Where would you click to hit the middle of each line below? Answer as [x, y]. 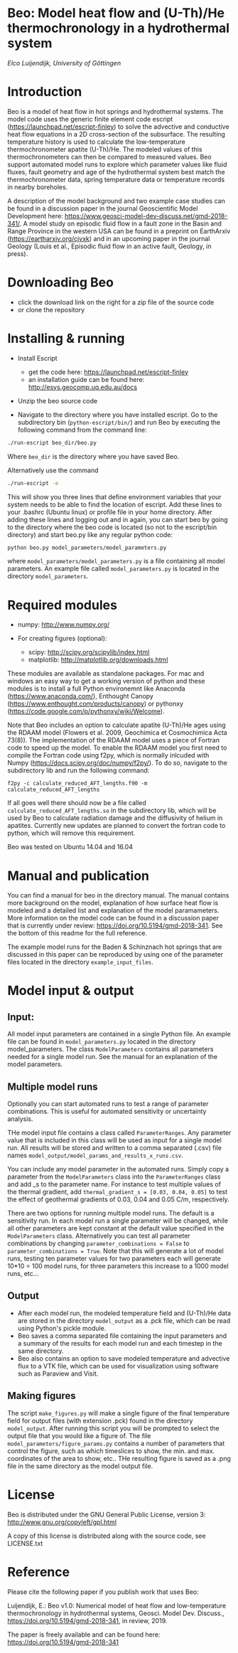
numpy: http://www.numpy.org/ [64, 624]
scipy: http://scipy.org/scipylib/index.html [89, 652]
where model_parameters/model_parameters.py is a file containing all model [116, 561]
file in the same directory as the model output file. [80, 1466]
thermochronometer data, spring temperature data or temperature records [116, 179]
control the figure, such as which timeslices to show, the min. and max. [111, 1451]
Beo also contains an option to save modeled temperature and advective [124, 1358]
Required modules [62, 605]
